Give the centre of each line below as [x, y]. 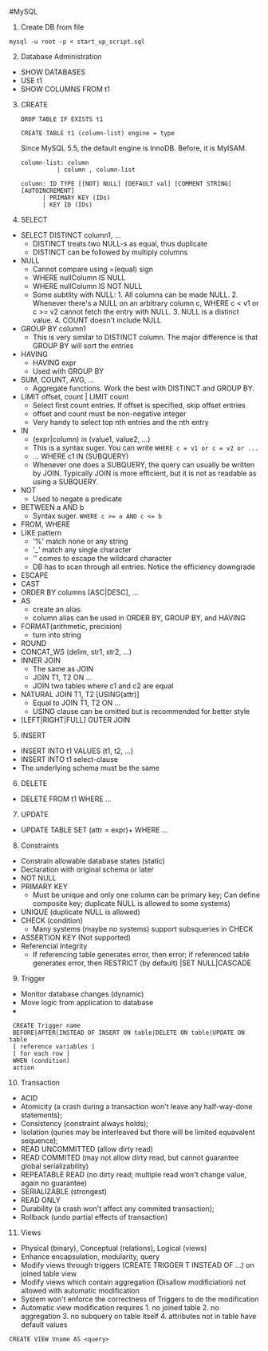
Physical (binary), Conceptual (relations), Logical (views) [114, 1248]
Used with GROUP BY [68, 371]
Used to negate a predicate [77, 499]
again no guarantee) [54, 1183]
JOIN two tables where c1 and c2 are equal [103, 686]
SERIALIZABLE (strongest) [63, 1191]
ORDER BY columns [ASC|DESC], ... [79, 592]
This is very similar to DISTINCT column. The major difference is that [145, 337]
